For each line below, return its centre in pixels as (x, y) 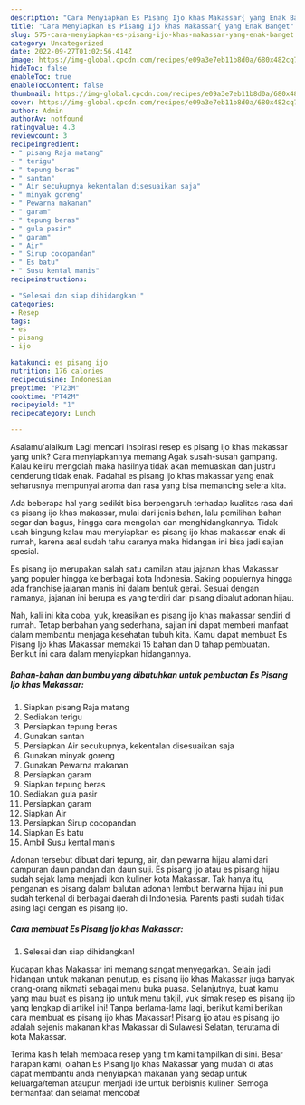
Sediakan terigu (52, 717)
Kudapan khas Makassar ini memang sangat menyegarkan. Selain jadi (140, 969)
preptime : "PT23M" (45, 388)
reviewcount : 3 (39, 136)
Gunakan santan (54, 736)
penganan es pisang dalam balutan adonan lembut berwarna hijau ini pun (147, 888)
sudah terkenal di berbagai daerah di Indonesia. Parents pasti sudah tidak (148, 898)
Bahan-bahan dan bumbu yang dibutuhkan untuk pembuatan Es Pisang (149, 675)
